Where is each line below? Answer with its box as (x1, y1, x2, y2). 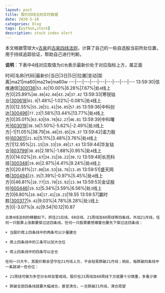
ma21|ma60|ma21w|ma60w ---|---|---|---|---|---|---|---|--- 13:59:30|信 (10, 79, 160, 85)
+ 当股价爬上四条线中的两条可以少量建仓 (5, 230, 77, 235)
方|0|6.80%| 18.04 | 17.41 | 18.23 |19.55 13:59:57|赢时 (5, 191, 108, 197)
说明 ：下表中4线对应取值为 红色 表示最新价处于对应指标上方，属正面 (5, 62, 142, 68)
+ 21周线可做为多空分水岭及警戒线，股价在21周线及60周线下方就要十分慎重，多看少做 (5, 274, 157, 279)
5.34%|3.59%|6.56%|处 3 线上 (41, 185, 102, 191)
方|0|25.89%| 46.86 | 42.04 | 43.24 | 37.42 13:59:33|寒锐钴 (5, 91, 116, 97)
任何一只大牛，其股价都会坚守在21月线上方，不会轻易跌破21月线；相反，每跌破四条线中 (5, 259, 159, 264)
